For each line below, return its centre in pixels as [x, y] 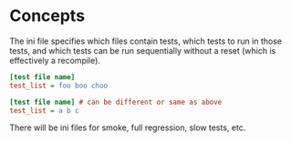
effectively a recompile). [55, 60]
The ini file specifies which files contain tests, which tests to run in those [146, 41]
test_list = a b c [44, 110]
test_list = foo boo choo [58, 86]
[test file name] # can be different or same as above [116, 102]
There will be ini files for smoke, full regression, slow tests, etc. [128, 127]
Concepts [47, 16]
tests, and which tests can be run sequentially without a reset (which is [143, 50]
